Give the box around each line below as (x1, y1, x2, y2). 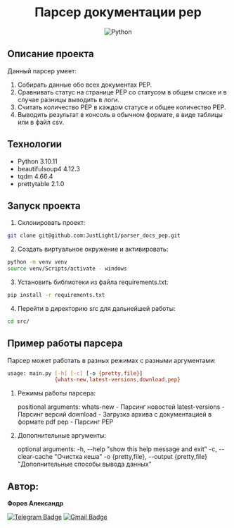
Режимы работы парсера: (17, 389, 96, 398)
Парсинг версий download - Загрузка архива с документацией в (17, 410, 212, 419)
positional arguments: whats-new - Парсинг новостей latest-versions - (17, 403, 225, 411)
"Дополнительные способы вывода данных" (17, 460, 152, 469)
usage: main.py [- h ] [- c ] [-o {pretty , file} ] (7, 369, 143, 377)
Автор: (7, 480, 39, 492)
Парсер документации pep (34, 4, 202, 20)
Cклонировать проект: (17, 219, 86, 227)
